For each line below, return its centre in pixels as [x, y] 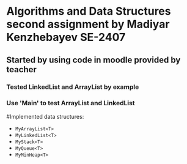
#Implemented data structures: [45, 116]
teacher [21, 69]
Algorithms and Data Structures [89, 11]
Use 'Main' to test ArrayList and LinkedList [71, 103]
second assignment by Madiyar [88, 24]
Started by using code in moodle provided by [94, 60]
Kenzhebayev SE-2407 [66, 37]
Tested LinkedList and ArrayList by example [73, 87]
